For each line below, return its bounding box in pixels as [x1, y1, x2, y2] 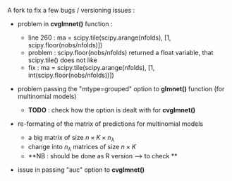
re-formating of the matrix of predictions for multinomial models [17, 119, 203, 128]
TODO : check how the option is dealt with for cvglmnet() [28, 106, 196, 114]
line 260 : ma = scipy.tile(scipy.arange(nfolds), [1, [28, 33, 171, 42]
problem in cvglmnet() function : [17, 20, 113, 28]
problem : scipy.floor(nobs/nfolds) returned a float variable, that [28, 49, 214, 57]
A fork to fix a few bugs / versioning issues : [7, 6, 135, 14]
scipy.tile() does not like [28, 56, 97, 64]
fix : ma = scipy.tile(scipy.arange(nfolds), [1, [28, 64, 155, 71]
